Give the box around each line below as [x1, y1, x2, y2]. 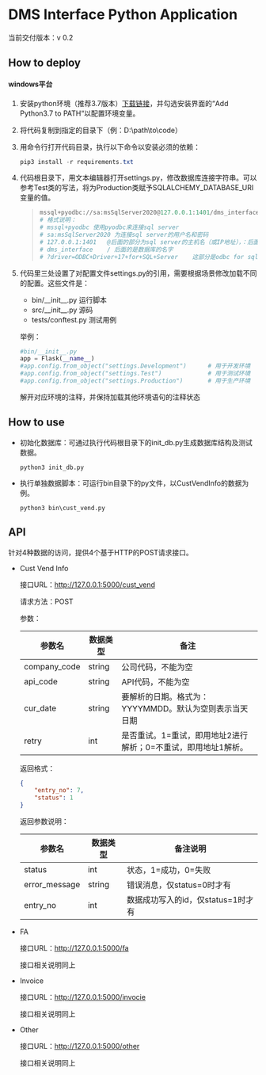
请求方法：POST [19, 597, 74, 606]
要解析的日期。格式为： [121, 691, 209, 702]
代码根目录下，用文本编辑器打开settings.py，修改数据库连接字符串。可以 [19, 173, 257, 183]
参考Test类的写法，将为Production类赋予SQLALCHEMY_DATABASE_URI [19, 183, 254, 193]
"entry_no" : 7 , [34, 787, 85, 795]
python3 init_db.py [19, 463, 85, 471]
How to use [8, 416, 65, 429]
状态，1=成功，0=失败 [126, 865, 211, 876]
